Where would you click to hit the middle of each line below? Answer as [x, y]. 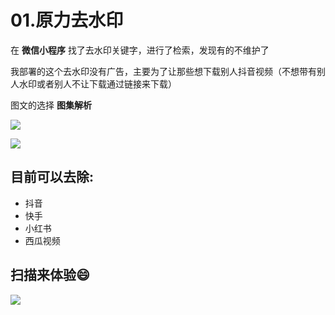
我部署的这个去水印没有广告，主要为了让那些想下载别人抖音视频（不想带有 [163, 71]
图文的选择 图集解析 [51, 105]
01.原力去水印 [67, 20]
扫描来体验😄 [50, 275]
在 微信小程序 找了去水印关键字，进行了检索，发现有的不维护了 [140, 50]
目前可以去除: [52, 177]
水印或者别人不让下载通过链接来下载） [97, 83]
